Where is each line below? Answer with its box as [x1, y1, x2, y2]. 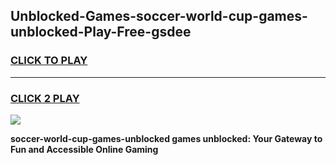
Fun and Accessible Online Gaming [10, 143, 159, 155]
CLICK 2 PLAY [10, 91, 80, 105]
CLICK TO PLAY [10, 54, 88, 68]
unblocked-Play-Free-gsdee [10, 24, 192, 41]
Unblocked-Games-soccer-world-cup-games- [10, 8, 308, 25]
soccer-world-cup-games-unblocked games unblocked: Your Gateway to [10, 132, 323, 144]
